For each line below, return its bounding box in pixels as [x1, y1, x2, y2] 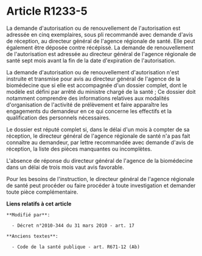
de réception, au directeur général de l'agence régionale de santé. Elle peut [6, 37, 196, 44]
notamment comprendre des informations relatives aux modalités [6, 94, 170, 102]
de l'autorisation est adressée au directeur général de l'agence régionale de [6, 50, 197, 57]
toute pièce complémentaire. [6, 188, 78, 196]
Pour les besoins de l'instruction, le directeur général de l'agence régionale [6, 175, 195, 182]
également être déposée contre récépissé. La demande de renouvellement [6, 44, 193, 51]
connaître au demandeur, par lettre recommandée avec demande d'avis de [6, 138, 194, 146]
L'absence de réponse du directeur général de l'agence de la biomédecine [6, 157, 193, 164]
